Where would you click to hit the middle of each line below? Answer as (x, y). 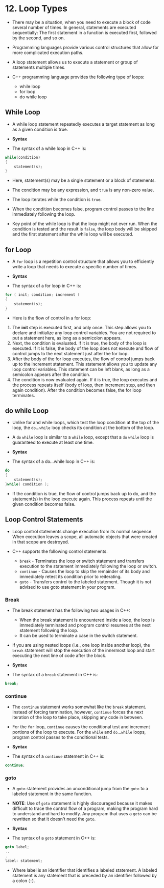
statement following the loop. (49, 630)
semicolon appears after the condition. (51, 374)
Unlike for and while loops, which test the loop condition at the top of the (85, 423)
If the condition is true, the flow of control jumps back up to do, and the (84, 493)
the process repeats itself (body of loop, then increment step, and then (83, 385)
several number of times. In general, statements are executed (74, 27)
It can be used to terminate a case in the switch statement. (79, 635)
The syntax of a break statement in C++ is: (55, 674)
